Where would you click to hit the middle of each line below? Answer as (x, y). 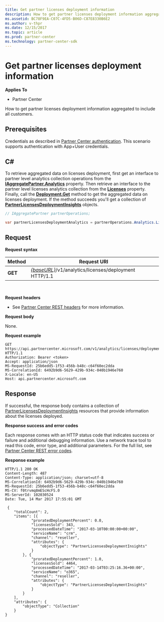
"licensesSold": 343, (53, 525)
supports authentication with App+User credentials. (57, 146)
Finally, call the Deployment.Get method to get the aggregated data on (76, 194)
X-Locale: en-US (21, 374)
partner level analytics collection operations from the (58, 179)
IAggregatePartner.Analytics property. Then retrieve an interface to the (78, 184)
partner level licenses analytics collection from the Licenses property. (75, 189)
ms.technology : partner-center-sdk (41, 42)
